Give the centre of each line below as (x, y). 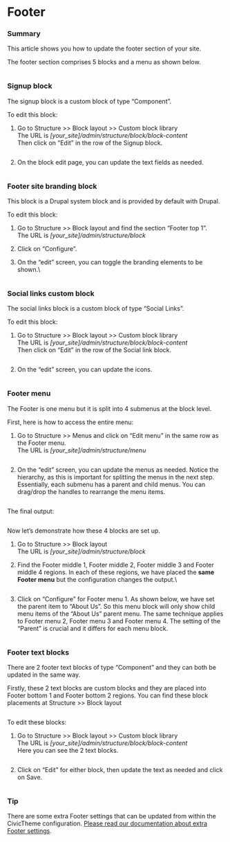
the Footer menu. (42, 443)
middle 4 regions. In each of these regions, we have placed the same (116, 572)
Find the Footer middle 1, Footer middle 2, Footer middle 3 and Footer (115, 565)
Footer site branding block (52, 186)
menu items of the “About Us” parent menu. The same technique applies (120, 614)
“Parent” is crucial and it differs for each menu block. (93, 628)
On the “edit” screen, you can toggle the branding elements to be (110, 262)
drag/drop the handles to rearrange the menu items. (91, 491)
